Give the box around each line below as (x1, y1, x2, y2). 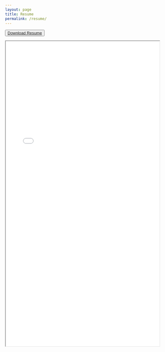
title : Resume (5, 12, 34, 17)
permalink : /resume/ (5, 16, 47, 21)
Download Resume (7, 30, 42, 36)
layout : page (5, 7, 32, 12)
